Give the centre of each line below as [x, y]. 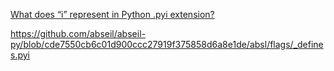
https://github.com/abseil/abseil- [78, 33]
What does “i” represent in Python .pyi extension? [112, 14]
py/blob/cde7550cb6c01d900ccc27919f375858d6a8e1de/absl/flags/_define [167, 44]
